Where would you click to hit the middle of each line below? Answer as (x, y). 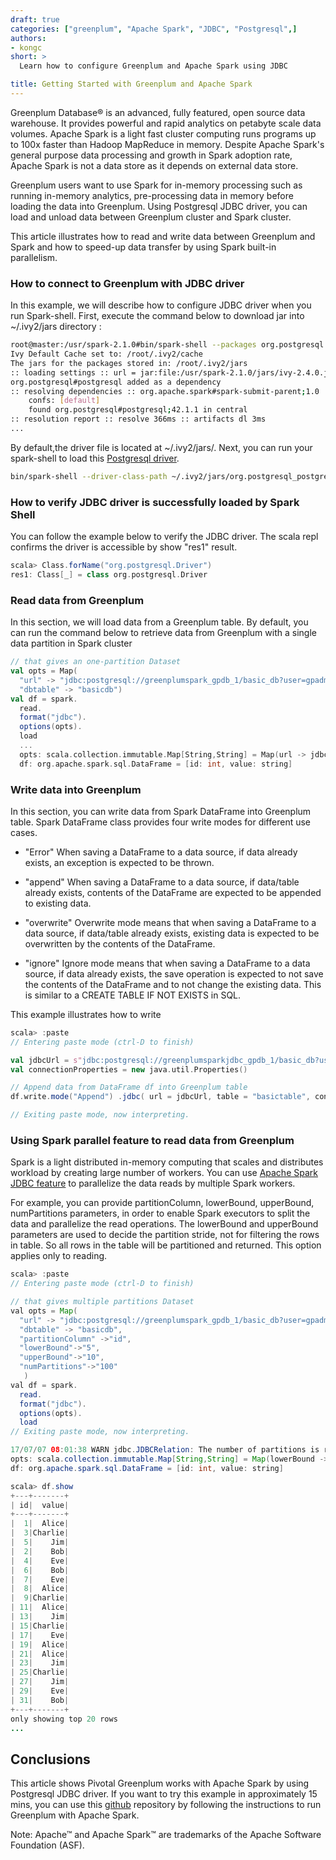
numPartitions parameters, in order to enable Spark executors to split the (160, 1213)
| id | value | (40, 1505)
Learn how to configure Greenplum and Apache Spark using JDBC (153, 66)
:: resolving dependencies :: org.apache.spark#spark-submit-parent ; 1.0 (165, 391)
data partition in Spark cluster (71, 643)
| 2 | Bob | (40, 1551)
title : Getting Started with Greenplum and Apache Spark (131, 84)
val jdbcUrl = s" (46, 1060)
